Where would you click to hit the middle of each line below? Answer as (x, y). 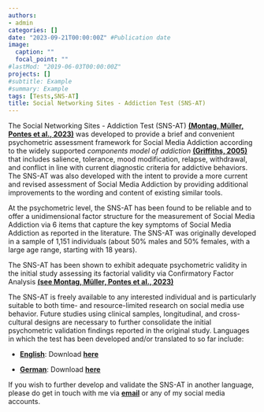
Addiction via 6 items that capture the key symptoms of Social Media (120, 225)
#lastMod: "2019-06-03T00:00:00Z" (65, 67)
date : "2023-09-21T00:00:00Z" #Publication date (89, 37)
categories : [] (33, 30)
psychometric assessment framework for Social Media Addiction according (130, 143)
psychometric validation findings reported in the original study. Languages (129, 331)
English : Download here (59, 354)
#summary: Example (38, 89)
